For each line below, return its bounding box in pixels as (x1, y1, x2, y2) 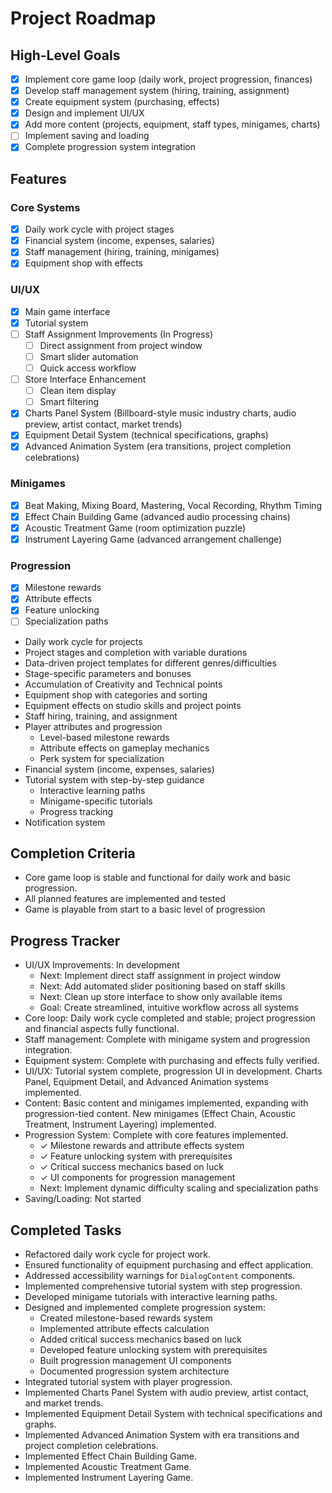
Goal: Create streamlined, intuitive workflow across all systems (39, 1002, 299, 1014)
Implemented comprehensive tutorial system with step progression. (24, 1280, 303, 1292)
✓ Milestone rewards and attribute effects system (39, 1140, 245, 1152)
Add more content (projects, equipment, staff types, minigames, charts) (24, 118, 321, 131)
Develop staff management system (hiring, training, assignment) (24, 85, 290, 97)
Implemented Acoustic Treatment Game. (24, 1460, 192, 1472)
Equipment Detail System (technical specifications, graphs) (24, 429, 269, 441)
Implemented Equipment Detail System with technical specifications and (24, 1407, 323, 1419)
